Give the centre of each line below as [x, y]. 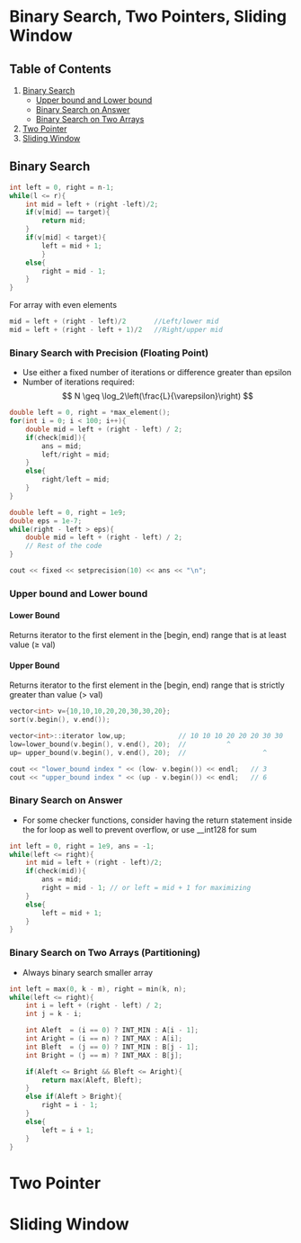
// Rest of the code [64, 546]
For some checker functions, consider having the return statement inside [157, 820]
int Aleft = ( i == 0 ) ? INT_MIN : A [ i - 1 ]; [112, 1031]
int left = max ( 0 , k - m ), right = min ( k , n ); [98, 989]
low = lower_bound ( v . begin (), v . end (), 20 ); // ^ [120, 744]
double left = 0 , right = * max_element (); [90, 413]
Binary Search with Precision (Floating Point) [109, 353]
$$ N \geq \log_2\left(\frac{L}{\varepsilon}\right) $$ [157, 396]
